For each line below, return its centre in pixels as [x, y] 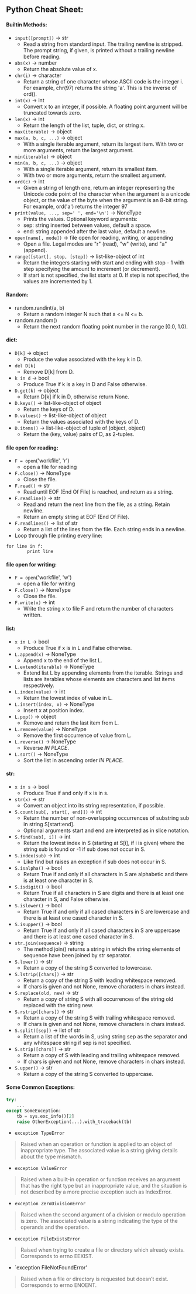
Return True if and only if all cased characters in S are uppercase [102, 930]
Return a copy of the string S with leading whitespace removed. [100, 980]
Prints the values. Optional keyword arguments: [80, 219]
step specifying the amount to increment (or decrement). [92, 269]
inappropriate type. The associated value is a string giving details [99, 1151]
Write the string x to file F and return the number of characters [98, 609]
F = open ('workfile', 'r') [42, 461]
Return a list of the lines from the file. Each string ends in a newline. [104, 529]
